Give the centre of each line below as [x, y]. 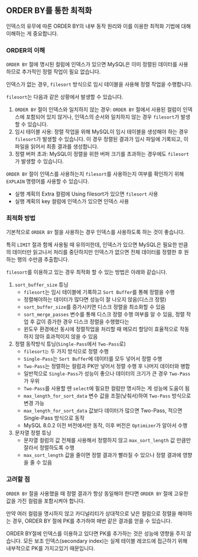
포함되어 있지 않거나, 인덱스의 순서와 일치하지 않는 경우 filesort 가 [103, 117]
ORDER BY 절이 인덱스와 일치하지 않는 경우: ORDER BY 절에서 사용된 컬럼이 [98, 110]
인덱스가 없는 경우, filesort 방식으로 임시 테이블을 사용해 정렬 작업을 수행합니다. [100, 84]
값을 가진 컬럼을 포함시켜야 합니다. [46, 501]
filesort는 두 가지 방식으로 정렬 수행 [66, 351]
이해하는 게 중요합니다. [32, 33]
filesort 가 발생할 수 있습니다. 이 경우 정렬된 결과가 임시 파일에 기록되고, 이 [102, 139]
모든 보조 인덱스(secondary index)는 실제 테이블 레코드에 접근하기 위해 [106, 540]
